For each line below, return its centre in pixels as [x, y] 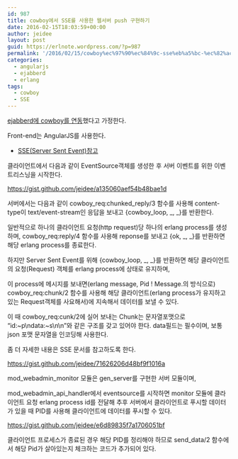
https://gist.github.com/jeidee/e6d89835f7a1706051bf [86, 425]
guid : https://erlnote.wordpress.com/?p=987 [74, 47]
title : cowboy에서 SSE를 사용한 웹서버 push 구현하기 [79, 21]
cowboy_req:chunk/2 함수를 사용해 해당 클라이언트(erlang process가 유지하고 [117, 293]
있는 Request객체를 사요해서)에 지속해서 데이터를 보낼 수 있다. [93, 301]
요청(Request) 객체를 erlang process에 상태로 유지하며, [92, 269]
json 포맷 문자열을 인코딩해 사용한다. [58, 334]
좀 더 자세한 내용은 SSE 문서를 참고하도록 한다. [72, 349]
